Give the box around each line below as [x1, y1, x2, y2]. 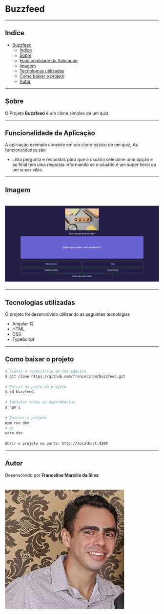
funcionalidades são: [5, 147, 47, 153]
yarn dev [5, 431, 23, 436]
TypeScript [12, 336, 35, 342]
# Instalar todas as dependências [5, 400, 76, 405]
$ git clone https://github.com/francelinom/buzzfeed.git [5, 374, 125, 379]
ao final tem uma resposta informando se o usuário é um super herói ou [12, 162, 157, 167]
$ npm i [5, 405, 21, 410]
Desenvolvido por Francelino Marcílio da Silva [5, 472, 99, 478]
